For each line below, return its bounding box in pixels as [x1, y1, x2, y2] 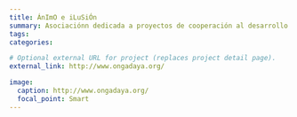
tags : [9, 29, 29, 38]
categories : [9, 37, 53, 47]
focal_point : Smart [17, 94, 90, 103]
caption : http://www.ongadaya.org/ [17, 86, 149, 95]
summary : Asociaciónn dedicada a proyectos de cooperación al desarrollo [9, 21, 289, 30]
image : [9, 78, 34, 87]
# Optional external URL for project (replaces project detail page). [9, 54, 277, 63]
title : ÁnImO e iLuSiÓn [9, 12, 98, 22]
